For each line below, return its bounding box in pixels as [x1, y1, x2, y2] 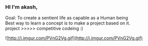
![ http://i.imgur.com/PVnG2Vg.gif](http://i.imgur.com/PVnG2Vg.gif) [5, 35, 143, 41]
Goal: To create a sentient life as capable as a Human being [5, 15, 128, 21]
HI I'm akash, [5, 3, 38, 10]
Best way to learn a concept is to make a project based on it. [5, 20, 130, 26]
